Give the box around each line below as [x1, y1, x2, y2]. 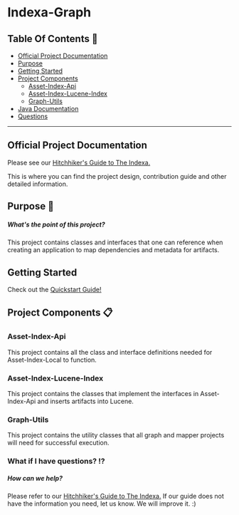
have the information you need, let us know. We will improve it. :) [7, 499, 197, 508]
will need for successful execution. [7, 439, 110, 447]
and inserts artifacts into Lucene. [37, 397, 134, 405]
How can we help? [7, 474, 63, 482]
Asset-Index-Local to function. [7, 355, 97, 364]
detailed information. [7, 180, 68, 188]
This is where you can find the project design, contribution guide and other [7, 172, 227, 180]
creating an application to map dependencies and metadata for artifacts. [7, 246, 220, 254]
